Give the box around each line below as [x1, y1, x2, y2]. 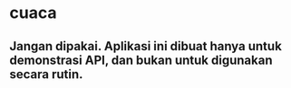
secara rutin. [9, 66, 83, 82]
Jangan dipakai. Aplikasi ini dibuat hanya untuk [9, 39, 283, 54]
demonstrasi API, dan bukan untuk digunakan [9, 52, 273, 67]
